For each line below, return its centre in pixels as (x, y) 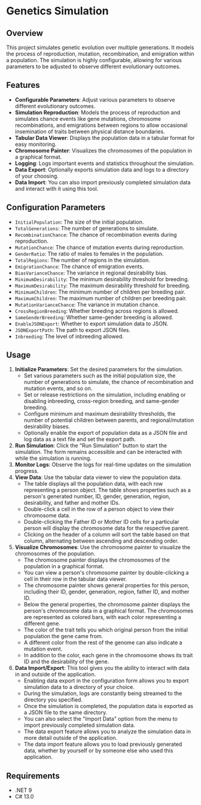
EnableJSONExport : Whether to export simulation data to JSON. (92, 324)
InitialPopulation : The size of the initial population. (79, 222)
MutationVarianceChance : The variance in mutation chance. (87, 304)
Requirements (33, 776)
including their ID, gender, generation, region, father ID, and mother (106, 592)
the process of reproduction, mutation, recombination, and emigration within (100, 54)
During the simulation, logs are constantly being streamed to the (103, 693)
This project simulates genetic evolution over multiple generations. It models (100, 47)
